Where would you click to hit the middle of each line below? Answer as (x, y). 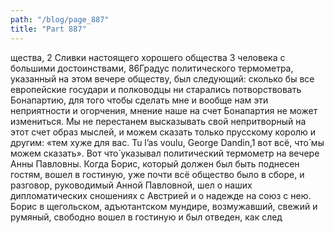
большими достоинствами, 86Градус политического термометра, (152, 68)
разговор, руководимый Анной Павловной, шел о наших (131, 185)
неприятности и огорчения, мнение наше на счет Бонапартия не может (164, 110)
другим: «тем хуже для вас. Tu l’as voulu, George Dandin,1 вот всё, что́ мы (167, 142)
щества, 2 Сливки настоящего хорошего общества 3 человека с (148, 57)
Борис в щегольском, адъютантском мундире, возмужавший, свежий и (164, 206)
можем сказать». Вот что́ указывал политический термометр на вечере (165, 153)
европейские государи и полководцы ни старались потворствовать (156, 89)
